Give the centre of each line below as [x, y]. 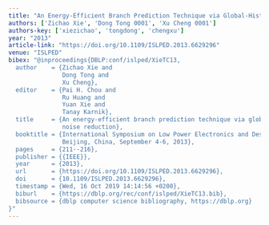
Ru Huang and [84, 97]
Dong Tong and [86, 75]
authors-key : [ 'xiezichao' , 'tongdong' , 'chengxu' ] [96, 30]
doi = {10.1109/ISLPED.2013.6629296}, [91, 179]
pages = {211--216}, [57, 149]
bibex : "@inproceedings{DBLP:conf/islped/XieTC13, [94, 61]
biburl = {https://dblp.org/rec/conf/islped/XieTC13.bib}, [121, 193]
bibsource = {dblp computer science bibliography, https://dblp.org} [134, 201]
